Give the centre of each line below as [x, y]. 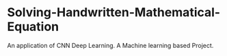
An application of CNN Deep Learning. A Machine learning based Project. [110, 45]
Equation [33, 27]
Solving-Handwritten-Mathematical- [114, 12]
